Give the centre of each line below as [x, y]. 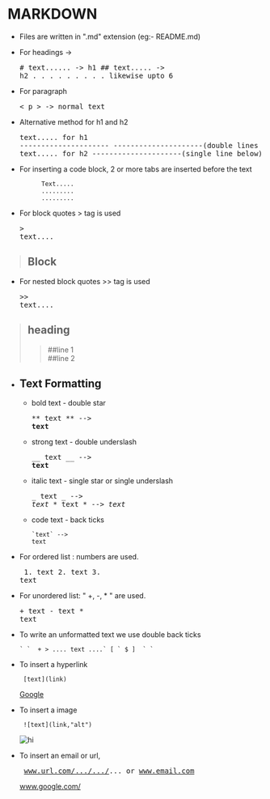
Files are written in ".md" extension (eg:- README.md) [110, 36]
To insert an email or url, [60, 756]
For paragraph [43, 91]
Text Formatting [60, 383]
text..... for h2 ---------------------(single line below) [141, 153]
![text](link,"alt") [57, 725]
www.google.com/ [50, 787]
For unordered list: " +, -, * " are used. [82, 596]
